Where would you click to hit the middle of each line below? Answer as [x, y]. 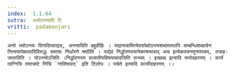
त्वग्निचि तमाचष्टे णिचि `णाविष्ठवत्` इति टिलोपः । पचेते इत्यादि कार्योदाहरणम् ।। [91, 64]
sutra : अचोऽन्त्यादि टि [34, 20]
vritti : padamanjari [39, 27]
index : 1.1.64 [30, 14]
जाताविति [16, 58]
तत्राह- [222, 52]
